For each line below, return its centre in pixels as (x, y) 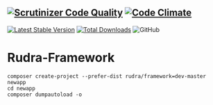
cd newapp (22, 88)
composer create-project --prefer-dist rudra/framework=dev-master (107, 76)
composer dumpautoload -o (44, 95)
